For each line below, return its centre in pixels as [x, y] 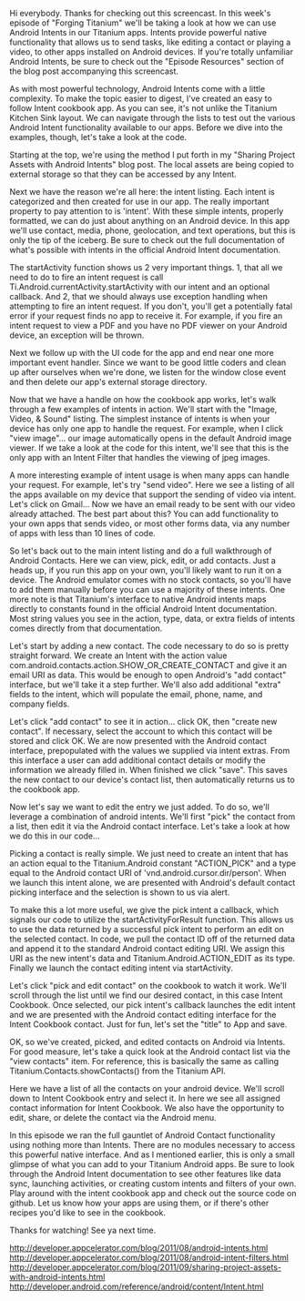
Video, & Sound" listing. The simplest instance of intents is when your [140, 419]
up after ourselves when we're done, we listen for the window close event [148, 372]
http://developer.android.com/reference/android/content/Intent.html [137, 1286]
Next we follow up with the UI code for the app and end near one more [142, 353]
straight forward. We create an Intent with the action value [118, 656]
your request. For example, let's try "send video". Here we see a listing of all [152, 485]
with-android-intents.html [57, 1277]
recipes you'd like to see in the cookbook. [88, 1213]
